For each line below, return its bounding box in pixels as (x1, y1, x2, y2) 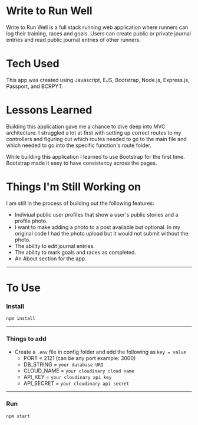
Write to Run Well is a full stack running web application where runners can (6, 24, 189, 31)
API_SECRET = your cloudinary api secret (23, 380, 130, 387)
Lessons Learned (6, 103, 93, 117)
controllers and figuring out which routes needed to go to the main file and (6, 135, 187, 142)
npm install (6, 316, 35, 322)
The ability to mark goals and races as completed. (14, 249, 137, 256)
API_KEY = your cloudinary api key (23, 373, 112, 380)
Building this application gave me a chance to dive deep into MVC (6, 123, 166, 130)
